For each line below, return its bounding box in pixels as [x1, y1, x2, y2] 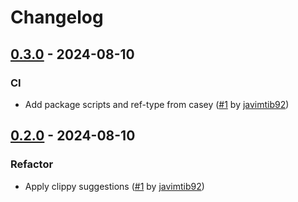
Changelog [10, 6, 104, 29]
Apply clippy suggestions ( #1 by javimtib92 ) [24, 180, 205, 192]
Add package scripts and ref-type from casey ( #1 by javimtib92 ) [24, 98, 290, 110]
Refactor [10, 157, 54, 171]
